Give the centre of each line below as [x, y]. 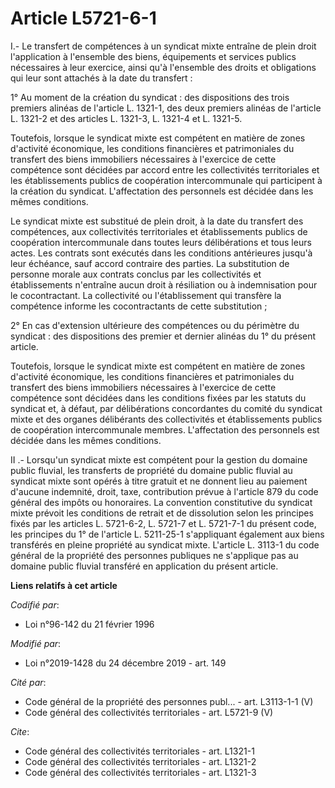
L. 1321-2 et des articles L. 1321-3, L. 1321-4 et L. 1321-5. [126, 118]
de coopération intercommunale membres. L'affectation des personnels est [165, 429]
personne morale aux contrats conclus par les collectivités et [136, 274]
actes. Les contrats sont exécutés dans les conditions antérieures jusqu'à [161, 253]
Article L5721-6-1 [83, 18]
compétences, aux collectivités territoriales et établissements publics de [159, 231]
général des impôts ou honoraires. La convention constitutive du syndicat [161, 502]
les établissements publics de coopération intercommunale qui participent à [166, 180]
